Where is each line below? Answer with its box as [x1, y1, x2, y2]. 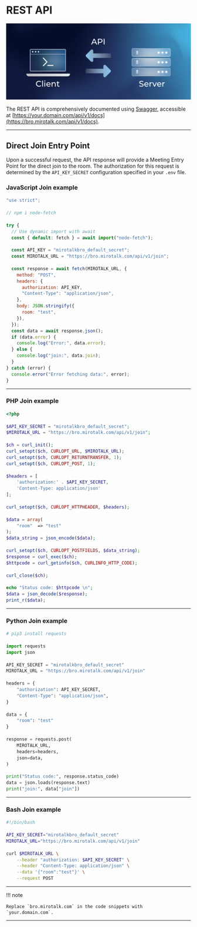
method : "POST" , [16, 272, 57, 278]
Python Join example [6, 616, 67, 624]
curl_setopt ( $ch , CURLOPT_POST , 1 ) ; [6, 460, 96, 467]
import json [6, 649, 35, 655]
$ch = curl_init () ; [6, 442, 54, 448]
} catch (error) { [6, 365, 51, 371]
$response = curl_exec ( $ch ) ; [6, 554, 77, 560]
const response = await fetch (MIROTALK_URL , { [11, 265, 127, 271]
